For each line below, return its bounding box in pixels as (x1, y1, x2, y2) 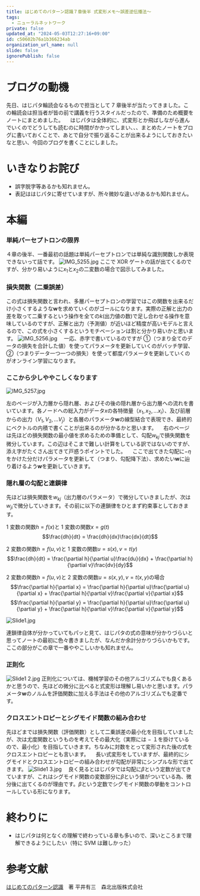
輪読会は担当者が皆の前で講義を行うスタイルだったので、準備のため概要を (11, 108, 194, 116)
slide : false (6, 48, 39, 54)
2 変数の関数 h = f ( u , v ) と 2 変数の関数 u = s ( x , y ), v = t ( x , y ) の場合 (6, 573, 165, 581)
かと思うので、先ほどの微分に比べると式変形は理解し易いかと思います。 (6, 682, 183, 689)
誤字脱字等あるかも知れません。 (14, 182, 93, 190)
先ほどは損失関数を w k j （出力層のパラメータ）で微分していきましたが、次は (6, 494, 191, 502)
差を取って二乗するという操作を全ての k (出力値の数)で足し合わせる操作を (6, 312, 185, 320)
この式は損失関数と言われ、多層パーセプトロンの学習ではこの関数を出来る (6, 297, 189, 305)
